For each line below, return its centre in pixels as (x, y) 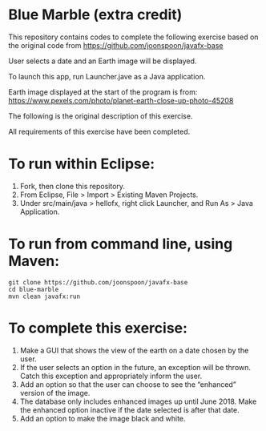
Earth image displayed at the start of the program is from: (103, 92)
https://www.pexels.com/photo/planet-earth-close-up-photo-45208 (121, 100)
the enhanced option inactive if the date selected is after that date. (130, 409)
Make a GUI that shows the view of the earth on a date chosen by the (134, 350)
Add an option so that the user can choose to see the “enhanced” (128, 384)
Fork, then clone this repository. (73, 186)
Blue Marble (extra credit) (95, 15)
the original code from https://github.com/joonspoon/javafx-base (116, 45)
